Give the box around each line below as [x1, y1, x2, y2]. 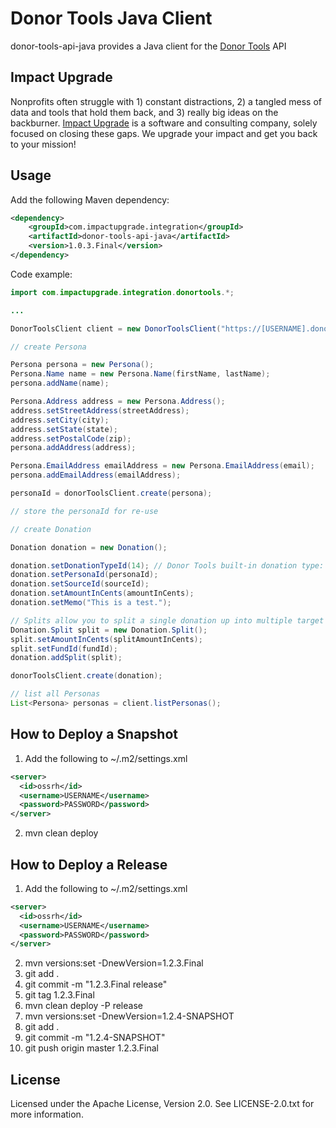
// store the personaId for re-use [10, 506, 159, 516]
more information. [10, 1108, 84, 1121]
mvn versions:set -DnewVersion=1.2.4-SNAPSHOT [24, 1010, 235, 1022]
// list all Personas [10, 689, 101, 699]
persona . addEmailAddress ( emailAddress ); [10, 470, 182, 481]
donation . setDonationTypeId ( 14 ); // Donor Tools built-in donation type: [10, 560, 325, 571]
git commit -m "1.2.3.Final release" [24, 978, 168, 991]
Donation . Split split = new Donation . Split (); [10, 625, 208, 635]
